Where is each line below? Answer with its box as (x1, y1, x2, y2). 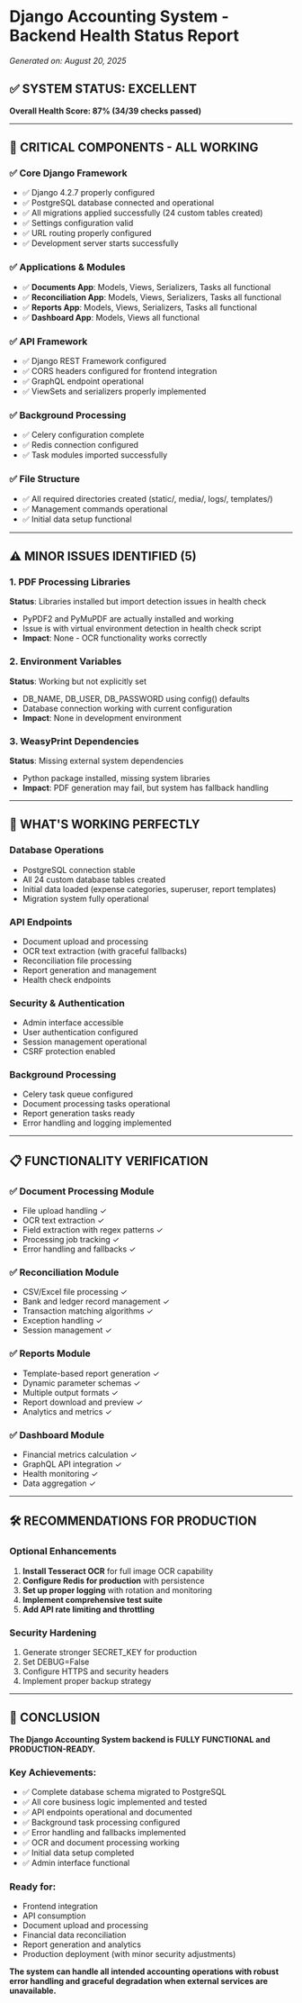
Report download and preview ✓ (22, 1397, 144, 1407)
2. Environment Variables (9, 655, 122, 668)
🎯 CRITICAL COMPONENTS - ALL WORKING (9, 140, 259, 155)
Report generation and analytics (22, 1939, 142, 1950)
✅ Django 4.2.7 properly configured (22, 187, 155, 198)
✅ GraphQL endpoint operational (22, 376, 144, 387)
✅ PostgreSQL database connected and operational (22, 197, 215, 208)
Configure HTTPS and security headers (22, 1666, 169, 1677)
